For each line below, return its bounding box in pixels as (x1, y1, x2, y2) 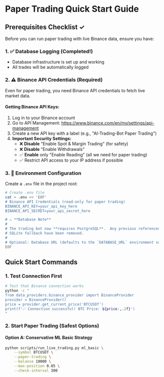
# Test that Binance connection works (5, 284, 84, 289)
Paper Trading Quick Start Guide (5, 3, 139, 15)
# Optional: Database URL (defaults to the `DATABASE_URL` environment (5, 240, 154, 245)
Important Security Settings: (12, 135, 72, 141)
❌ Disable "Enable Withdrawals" (19, 146, 85, 152)
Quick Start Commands (5, 258, 78, 266)
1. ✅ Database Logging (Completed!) (5, 48, 93, 55)
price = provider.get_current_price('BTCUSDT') (5, 302, 104, 307)
